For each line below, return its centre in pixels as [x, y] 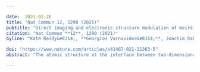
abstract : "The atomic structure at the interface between [81, 55]
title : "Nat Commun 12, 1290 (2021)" [53, 22]
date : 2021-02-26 [29, 17]
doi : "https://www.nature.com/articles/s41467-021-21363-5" [82, 50]
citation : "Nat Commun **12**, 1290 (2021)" [62, 33]
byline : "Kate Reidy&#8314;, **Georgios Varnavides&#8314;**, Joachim [96, 39]
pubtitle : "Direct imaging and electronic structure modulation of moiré [100, 28]
